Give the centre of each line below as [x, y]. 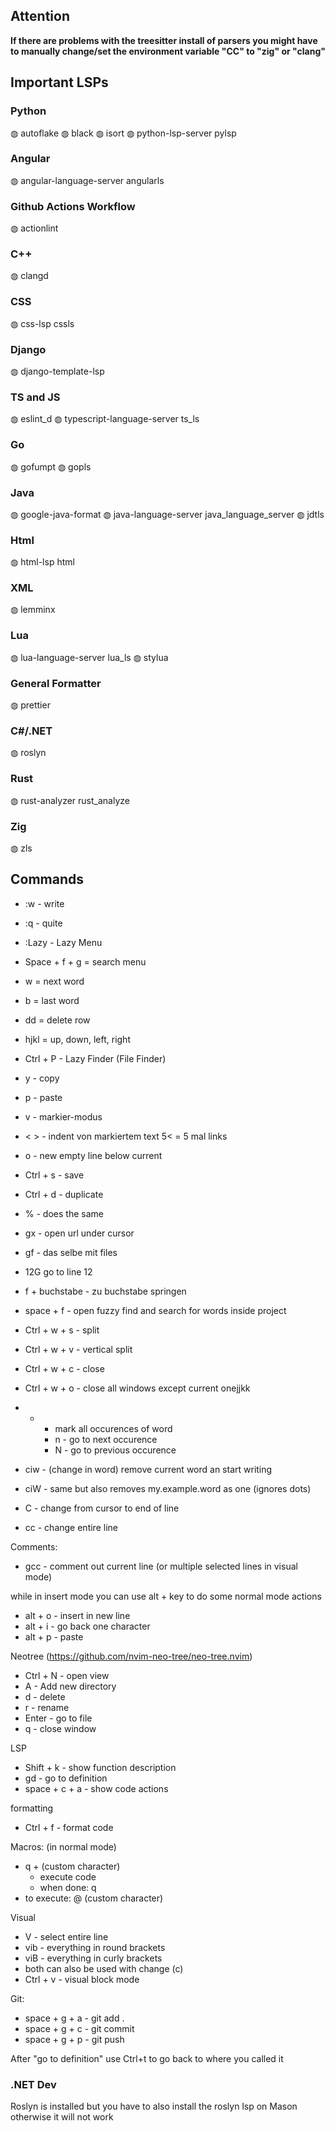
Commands [47, 879]
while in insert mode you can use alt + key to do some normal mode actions [166, 1596]
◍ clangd [29, 276]
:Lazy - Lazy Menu [63, 942]
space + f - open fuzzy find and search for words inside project [155, 1310]
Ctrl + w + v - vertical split [78, 1349]
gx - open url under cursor [79, 1233]
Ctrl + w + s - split [62, 1330]
